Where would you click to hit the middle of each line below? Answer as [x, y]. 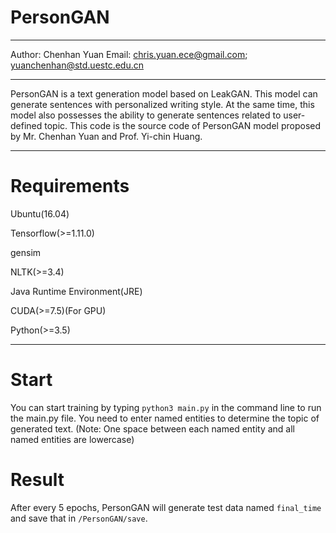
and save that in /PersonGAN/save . [79, 518]
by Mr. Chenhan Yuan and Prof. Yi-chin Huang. [106, 136]
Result [37, 480]
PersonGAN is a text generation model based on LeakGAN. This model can [164, 93]
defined [26, 125]
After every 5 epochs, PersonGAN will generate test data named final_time [166, 507]
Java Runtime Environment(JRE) [76, 291]
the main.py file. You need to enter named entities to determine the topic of [165, 418]
